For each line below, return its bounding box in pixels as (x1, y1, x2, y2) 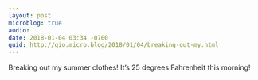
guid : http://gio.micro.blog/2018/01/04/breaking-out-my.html (8, 41, 219, 49)
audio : (8, 26, 30, 34)
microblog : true (8, 19, 62, 27)
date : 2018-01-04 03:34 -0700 (8, 33, 109, 42)
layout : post (8, 11, 52, 20)
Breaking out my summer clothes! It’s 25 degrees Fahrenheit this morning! (8, 63, 251, 72)
